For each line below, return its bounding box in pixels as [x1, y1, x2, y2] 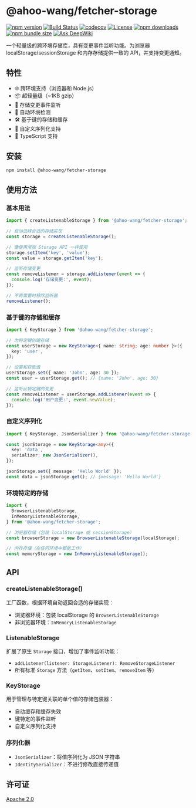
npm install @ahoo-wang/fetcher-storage [6, 167, 107, 173]
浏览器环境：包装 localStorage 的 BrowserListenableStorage [14, 611, 160, 618]
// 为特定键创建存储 [6, 337, 49, 343]
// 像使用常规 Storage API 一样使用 [6, 244, 88, 250]
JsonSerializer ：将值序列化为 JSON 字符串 [14, 753, 120, 760]
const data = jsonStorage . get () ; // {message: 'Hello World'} [6, 474, 161, 479]
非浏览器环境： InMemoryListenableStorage [14, 618, 117, 626]
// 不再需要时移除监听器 [6, 292, 58, 299]
